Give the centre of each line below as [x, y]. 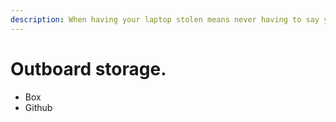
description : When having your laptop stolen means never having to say [165, 19]
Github [38, 107]
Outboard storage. [88, 68]
